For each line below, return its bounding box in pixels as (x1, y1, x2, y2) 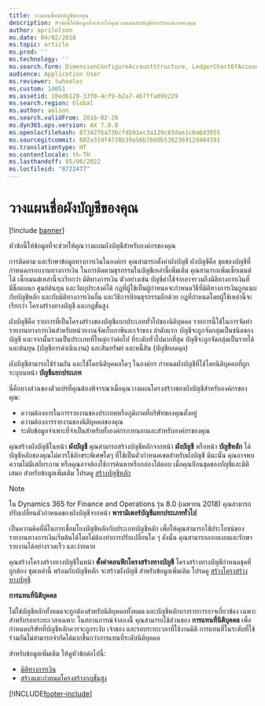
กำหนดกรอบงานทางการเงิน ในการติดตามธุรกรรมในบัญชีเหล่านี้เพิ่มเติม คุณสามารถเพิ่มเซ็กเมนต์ (9, 265, 252, 275)
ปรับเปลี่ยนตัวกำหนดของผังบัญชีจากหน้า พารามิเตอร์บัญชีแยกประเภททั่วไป (9, 508, 197, 517)
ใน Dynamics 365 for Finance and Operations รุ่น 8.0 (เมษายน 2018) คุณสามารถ (9, 499, 252, 508)
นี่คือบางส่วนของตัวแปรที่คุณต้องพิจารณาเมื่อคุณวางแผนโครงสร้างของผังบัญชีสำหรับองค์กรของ (9, 383, 248, 393)
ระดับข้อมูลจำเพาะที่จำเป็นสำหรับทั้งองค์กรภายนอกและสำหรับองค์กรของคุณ (20, 426, 211, 435)
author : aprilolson (9, 26, 73, 34)
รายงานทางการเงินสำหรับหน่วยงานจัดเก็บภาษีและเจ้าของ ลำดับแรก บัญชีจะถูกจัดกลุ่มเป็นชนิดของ (9, 325, 254, 335)
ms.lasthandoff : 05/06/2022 (9, 158, 101, 166)
